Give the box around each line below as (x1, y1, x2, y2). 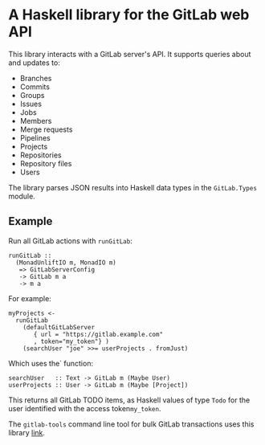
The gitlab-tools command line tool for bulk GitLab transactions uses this (8, 419, 255, 429)
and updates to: (8, 58, 60, 67)
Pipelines (19, 133, 51, 142)
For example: (8, 293, 52, 303)
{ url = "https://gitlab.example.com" (33, 330, 163, 338)
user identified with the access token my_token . (8, 403, 161, 413)
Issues (19, 99, 43, 108)
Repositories (19, 150, 62, 160)
